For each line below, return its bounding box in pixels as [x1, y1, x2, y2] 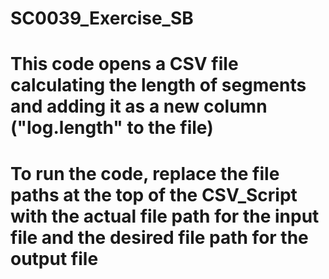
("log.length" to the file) [10, 117, 214, 139]
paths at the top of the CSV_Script [10, 183, 298, 206]
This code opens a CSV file [10, 53, 239, 76]
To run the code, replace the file [10, 162, 280, 185]
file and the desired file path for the [10, 226, 309, 249]
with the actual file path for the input [10, 205, 320, 227]
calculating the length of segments [10, 74, 307, 97]
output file [10, 247, 99, 270]
